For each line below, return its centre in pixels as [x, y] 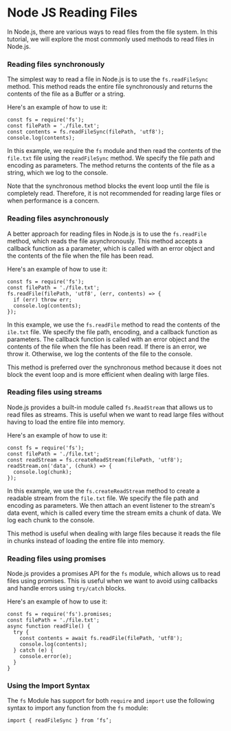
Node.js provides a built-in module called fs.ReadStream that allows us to [110, 407]
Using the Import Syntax [49, 686]
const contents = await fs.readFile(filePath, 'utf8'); [101, 639]
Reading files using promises [57, 558]
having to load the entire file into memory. [66, 422]
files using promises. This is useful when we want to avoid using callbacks [112, 581]
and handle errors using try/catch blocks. [67, 588]
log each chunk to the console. [51, 520]
